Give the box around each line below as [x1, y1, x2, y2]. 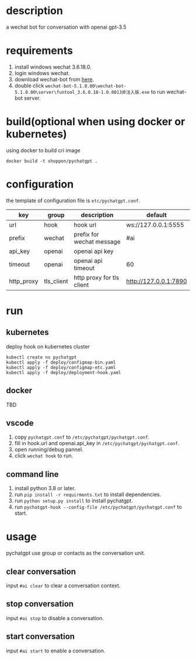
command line [6, 469, 60, 479]
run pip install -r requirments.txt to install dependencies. [14, 491, 162, 498]
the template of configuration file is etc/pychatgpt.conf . [6, 197, 141, 204]
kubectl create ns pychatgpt [6, 354, 77, 360]
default [146, 211, 167, 219]
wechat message [73, 237, 121, 245]
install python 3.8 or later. [14, 485, 76, 492]
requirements [6, 44, 73, 57]
